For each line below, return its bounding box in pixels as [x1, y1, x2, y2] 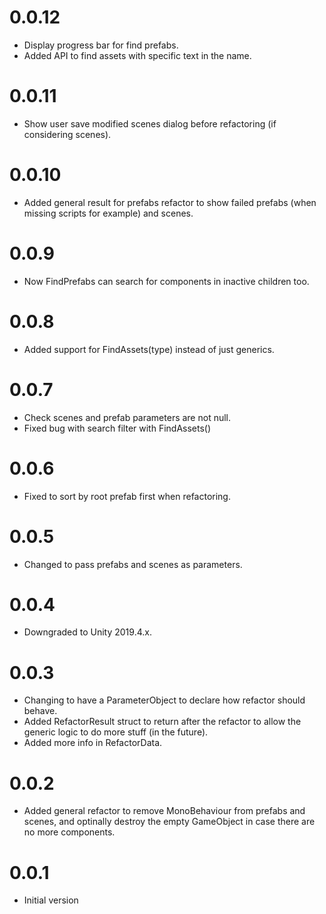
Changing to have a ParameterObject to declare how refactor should [23, 694, 306, 706]
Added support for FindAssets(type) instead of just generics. [23, 343, 275, 355]
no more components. [23, 826, 116, 838]
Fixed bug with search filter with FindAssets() [23, 422, 212, 434]
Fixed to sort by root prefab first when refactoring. [23, 490, 231, 502]
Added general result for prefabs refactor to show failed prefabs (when [23, 196, 317, 208]
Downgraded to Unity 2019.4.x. [23, 626, 152, 638]
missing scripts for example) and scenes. [23, 207, 194, 219]
